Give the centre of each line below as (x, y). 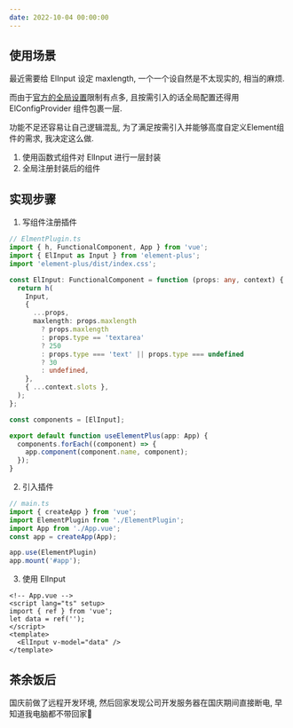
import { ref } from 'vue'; (61, 612)
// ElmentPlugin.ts (45, 239)
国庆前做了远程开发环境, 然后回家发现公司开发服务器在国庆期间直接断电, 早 (146, 702)
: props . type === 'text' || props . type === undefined (143, 354)
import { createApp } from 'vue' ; (73, 511)
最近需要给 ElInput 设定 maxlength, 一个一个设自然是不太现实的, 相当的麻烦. (147, 79)
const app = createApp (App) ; (63, 537)
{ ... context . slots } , (67, 387)
